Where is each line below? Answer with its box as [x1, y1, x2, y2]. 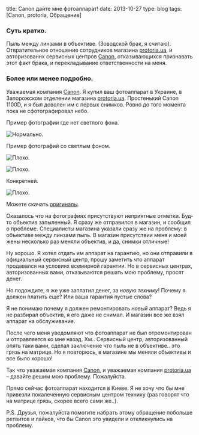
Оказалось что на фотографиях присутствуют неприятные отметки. [6, 212, 180, 219]
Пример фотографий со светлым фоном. [6, 142, 111, 149]
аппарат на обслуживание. [6, 317, 76, 324]
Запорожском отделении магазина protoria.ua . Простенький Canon [6, 94, 179, 102]
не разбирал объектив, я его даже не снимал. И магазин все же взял [6, 311, 185, 318]
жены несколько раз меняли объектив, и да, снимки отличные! [6, 238, 169, 245]
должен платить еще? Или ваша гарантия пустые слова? [6, 293, 152, 300]
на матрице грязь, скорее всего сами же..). [6, 397, 119, 404]
